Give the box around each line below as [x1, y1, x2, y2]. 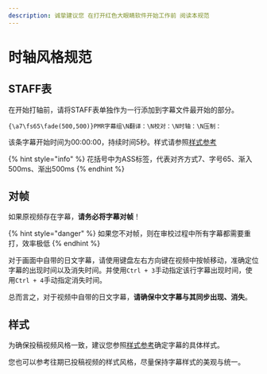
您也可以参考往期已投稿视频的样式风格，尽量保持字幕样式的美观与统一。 [8, 357, 245, 367]
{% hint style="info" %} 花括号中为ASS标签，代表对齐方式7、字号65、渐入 [8, 154, 253, 164]
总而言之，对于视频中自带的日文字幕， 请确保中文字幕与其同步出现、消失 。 [8, 292, 252, 302]
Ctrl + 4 [15, 277, 44, 285]
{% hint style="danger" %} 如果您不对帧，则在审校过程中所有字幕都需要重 [8, 229, 252, 238]
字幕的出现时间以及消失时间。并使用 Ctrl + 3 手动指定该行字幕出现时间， [8, 265, 246, 275]
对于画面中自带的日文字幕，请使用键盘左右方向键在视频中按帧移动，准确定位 [8, 256, 259, 265]
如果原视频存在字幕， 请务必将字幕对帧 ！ [8, 212, 141, 222]
